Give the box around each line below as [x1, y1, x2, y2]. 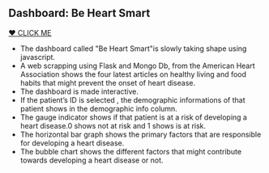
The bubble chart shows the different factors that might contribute [19, 146, 241, 156]
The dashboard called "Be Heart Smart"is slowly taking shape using [19, 44, 247, 53]
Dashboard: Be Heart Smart [8, 6, 151, 20]
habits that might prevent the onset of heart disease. [19, 78, 196, 87]
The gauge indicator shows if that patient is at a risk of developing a [19, 112, 247, 122]
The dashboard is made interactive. [19, 86, 139, 96]
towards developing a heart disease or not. [19, 155, 164, 165]
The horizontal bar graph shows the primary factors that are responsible [19, 129, 262, 139]
